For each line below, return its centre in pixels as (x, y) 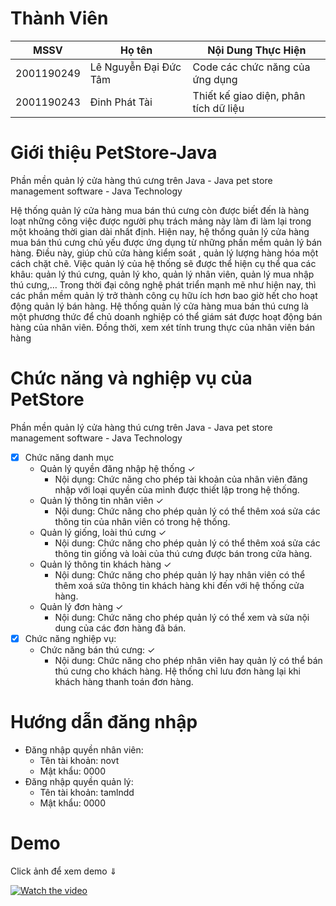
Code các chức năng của (251, 67)
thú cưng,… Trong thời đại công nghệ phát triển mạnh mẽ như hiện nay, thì (163, 284)
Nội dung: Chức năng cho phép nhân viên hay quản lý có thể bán (188, 660)
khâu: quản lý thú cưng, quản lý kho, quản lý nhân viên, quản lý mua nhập (162, 274)
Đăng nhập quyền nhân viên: (84, 749)
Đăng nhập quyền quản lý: (79, 781)
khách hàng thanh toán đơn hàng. (124, 681)
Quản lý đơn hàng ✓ (81, 606)
